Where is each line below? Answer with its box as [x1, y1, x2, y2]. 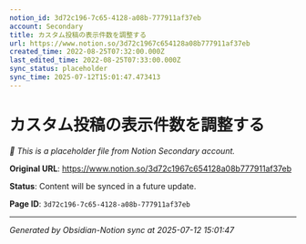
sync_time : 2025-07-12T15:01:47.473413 [9, 73, 161, 82]
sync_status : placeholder [9, 65, 107, 74]
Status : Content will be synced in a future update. [9, 180, 197, 191]
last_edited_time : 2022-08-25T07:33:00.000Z [9, 56, 181, 65]
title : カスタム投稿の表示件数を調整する [9, 30, 148, 39]
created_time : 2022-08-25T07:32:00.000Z [9, 47, 166, 56]
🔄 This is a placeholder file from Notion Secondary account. [9, 145, 235, 156]
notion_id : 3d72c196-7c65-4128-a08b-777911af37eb [9, 13, 202, 23]
